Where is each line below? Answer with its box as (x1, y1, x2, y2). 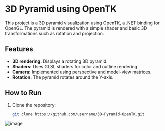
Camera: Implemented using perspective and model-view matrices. (12, 69, 152, 75)
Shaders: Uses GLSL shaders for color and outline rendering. (12, 63, 139, 69)
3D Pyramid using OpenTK (5, 3, 117, 15)
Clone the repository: (12, 102, 56, 108)
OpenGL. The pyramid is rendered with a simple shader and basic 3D (5, 25, 147, 31)
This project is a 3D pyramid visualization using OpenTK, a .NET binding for (5, 20, 160, 26)
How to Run (5, 89, 42, 97)
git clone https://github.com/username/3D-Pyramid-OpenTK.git (12, 111, 145, 117)
